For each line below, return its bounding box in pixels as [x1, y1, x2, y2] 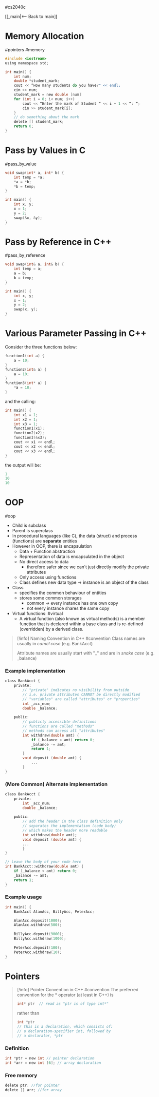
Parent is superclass [12, 528, 53, 534]
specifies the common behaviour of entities [19, 590, 106, 596]
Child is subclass [12, 522, 46, 528]
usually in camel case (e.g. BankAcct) [17, 641, 93, 647]
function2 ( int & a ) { [5, 367, 47, 372]
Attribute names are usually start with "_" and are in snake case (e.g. [17, 650, 155, 656]
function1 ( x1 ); [14, 426, 45, 431]
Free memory [5, 1072, 37, 1078]
